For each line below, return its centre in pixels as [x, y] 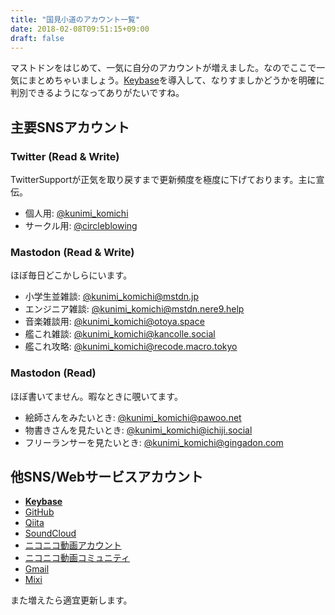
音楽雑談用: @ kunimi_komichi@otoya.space [114, 322]
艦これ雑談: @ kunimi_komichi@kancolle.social [120, 334]
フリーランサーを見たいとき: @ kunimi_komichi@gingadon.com [154, 442]
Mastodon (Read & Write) [72, 252]
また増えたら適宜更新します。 [71, 600]
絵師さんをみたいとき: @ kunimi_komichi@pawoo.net [133, 417]
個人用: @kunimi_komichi [76, 213]
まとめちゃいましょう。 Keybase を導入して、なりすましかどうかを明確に [176, 80]
